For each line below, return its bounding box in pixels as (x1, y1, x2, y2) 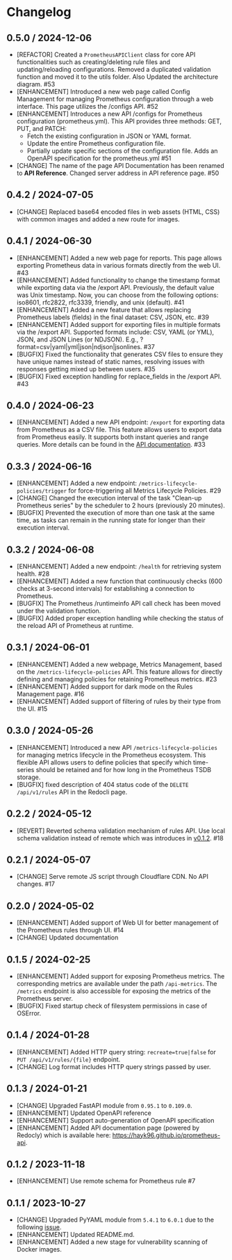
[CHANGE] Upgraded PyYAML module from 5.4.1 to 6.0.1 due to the (16, 1215, 215, 1224)
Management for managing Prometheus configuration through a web (16, 95, 214, 103)
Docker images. (16, 1245, 62, 1254)
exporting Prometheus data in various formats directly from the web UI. (16, 261, 221, 269)
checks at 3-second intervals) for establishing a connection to (16, 585, 195, 593)
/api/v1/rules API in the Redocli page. (16, 787, 128, 796)
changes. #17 (16, 879, 55, 889)
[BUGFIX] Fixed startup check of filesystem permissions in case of (16, 1001, 208, 1010)
